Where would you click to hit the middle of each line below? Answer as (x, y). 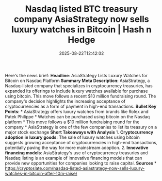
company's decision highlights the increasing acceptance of (65, 101)
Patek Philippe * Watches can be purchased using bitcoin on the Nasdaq (78, 116)
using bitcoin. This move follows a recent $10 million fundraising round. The (81, 96)
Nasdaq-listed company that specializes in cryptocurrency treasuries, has (79, 85)
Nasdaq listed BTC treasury (81, 9)
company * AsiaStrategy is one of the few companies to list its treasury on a (81, 127)
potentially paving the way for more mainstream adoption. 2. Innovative (77, 148)
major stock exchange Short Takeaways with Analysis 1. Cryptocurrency (79, 132)
